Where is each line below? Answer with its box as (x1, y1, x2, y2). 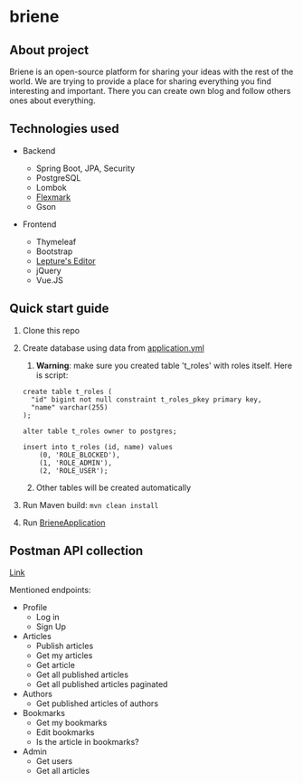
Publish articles (35, 640, 94, 652)
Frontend (22, 219, 57, 230)
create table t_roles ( (22, 387, 113, 396)
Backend (22, 145, 56, 156)
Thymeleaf (35, 236, 77, 247)
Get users (35, 756, 73, 767)
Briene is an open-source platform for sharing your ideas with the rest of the (9, 66, 294, 77)
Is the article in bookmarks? (35, 737, 139, 748)
